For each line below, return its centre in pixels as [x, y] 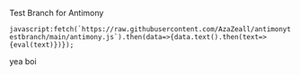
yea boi [23, 61]
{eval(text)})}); [42, 45]
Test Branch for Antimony [57, 13]
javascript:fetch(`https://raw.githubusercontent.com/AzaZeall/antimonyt [150, 29]
